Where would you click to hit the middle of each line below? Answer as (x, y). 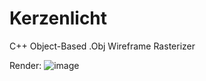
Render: (25, 65)
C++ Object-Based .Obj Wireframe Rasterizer (102, 46)
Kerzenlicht (58, 18)
